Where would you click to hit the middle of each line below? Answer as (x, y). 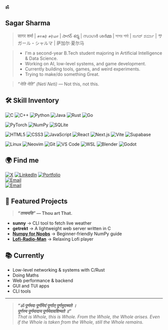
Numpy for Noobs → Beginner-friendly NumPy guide (67, 234)
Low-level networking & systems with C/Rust (58, 270)
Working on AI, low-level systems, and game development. (85, 63)
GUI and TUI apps (31, 286)
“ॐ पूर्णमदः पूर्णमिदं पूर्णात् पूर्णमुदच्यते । (47, 306)
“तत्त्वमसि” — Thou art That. (45, 213)
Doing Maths (25, 275)
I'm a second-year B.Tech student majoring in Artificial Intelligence (93, 53)
